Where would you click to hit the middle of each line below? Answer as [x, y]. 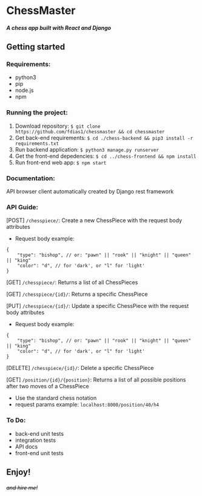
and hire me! [22, 487]
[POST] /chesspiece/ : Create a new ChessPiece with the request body [94, 220]
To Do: [16, 421]
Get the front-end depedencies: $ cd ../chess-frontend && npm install [106, 156]
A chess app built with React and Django [59, 27]
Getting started [36, 47]
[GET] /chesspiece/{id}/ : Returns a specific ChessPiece [77, 294]
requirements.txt [37, 144]
